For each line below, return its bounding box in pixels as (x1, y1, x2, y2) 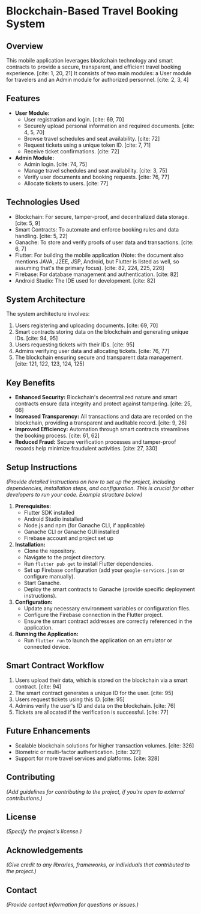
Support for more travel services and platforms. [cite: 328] (14, 755, 160, 762)
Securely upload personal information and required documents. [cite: (23, 122, 195, 129)
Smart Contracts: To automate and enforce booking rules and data (14, 225, 179, 233)
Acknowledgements (6, 845, 83, 855)
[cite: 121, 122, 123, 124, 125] (14, 360, 85, 367)
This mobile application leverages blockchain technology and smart (6, 57, 173, 64)
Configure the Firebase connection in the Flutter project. (23, 612, 163, 619)
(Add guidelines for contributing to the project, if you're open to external (6, 788, 185, 795)
